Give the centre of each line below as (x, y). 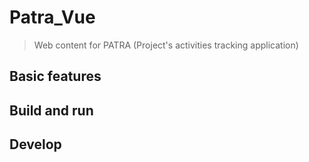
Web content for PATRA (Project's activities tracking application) (166, 45)
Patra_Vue (52, 17)
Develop (35, 144)
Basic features (55, 76)
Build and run (51, 110)
